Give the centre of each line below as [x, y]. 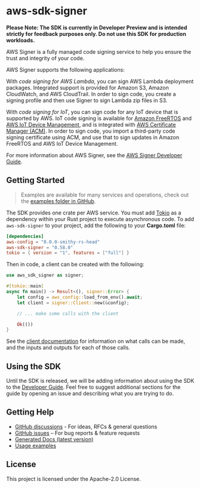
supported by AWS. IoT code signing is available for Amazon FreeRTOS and [99, 118]
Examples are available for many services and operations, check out [105, 195]
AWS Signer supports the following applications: [66, 69]
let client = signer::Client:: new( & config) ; [73, 303]
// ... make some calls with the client [68, 314]
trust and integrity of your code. [45, 58]
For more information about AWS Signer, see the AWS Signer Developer [94, 155]
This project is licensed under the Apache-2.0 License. [74, 478]
